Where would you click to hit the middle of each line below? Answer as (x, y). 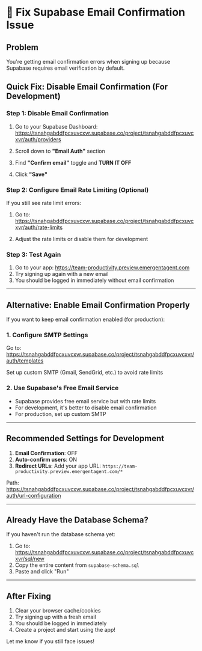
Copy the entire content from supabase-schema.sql (77, 565)
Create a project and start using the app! (65, 630)
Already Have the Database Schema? (77, 520)
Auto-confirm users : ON (46, 459)
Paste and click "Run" (42, 572)
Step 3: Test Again (34, 254)
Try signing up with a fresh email (55, 617)
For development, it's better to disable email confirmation (86, 408)
